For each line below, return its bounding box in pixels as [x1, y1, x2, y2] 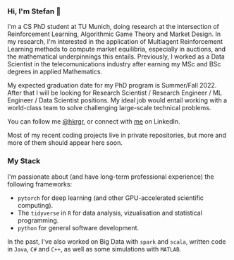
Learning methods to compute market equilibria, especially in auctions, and [7, 45, 226, 54]
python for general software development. [17, 223, 140, 232]
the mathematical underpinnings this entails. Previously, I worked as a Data [7, 52, 226, 61]
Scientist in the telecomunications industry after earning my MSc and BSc [7, 60, 221, 69]
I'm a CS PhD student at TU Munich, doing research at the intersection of [7, 23, 220, 31]
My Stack [7, 156, 41, 166]
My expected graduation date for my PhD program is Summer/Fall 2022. [7, 81, 217, 90]
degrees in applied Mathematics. [7, 67, 103, 76]
